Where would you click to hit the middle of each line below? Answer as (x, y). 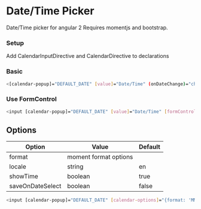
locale (18, 167)
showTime (24, 176)
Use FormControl (31, 99)
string (75, 167)
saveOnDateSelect (35, 186)
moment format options (100, 157)
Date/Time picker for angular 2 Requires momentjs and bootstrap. (87, 27)
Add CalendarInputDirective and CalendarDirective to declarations (88, 56)
